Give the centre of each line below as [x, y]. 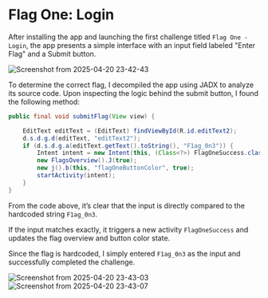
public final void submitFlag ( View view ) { [82, 116]
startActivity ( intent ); [76, 176]
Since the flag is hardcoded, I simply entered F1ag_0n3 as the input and [124, 253]
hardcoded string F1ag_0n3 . [53, 214]
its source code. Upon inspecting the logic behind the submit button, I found [134, 93]
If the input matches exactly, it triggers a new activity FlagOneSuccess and [128, 229]
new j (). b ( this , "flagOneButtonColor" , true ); [116, 168]
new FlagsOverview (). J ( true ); [87, 161]
